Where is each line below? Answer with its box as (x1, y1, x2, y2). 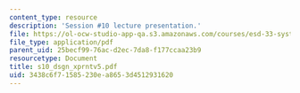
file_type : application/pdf (9, 37, 114, 47)
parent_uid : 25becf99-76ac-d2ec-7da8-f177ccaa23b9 (9, 46, 202, 55)
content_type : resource (9, 12, 98, 22)
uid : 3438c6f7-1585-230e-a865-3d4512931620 (9, 71, 174, 80)
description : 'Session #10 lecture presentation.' (9, 21, 202, 30)
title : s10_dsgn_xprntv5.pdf (9, 63, 118, 72)
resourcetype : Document (9, 54, 98, 63)
